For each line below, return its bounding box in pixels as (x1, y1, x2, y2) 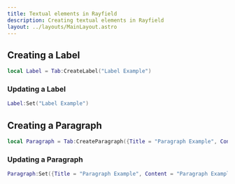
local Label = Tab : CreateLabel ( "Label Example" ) (7, 68, 152, 75)
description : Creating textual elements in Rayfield (7, 17, 164, 24)
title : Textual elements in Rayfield (7, 10, 117, 17)
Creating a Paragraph (7, 120, 103, 132)
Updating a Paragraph (7, 155, 83, 164)
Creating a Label (7, 49, 80, 61)
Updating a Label (7, 84, 66, 94)
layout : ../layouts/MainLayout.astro (7, 23, 117, 30)
